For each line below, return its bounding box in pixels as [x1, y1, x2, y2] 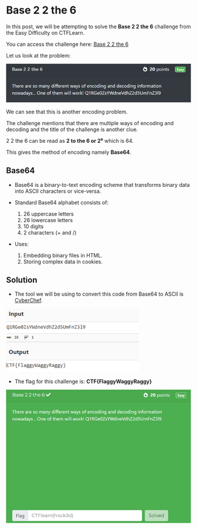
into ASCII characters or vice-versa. [14, 188, 101, 195]
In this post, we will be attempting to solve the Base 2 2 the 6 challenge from [6, 23, 191, 30]
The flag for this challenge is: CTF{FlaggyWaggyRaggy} [14, 378, 152, 385]
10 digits [23, 223, 44, 230]
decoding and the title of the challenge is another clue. [6, 126, 138, 133]
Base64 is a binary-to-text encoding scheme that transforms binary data [14, 181, 190, 188]
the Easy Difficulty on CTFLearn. [6, 29, 85, 36]
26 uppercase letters [23, 210, 74, 217]
